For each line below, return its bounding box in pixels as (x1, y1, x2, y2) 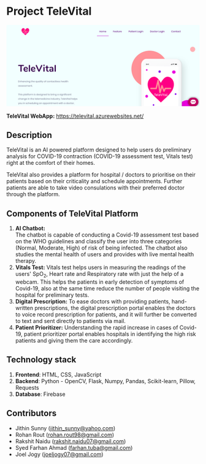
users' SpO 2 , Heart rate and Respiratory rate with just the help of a (15, 270, 184, 279)
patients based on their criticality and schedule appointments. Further (6, 178, 183, 185)
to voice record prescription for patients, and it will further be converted (15, 311, 197, 318)
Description (6, 130, 52, 140)
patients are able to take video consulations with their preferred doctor (6, 184, 185, 191)
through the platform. (6, 191, 60, 198)
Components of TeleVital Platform (6, 208, 139, 219)
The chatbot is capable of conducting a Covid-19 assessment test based (15, 231, 199, 238)
